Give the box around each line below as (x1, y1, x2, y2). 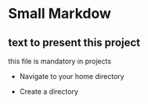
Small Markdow (8, 5, 111, 23)
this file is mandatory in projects (8, 56, 112, 66)
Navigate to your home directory (19, 72, 125, 81)
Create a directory (19, 87, 78, 96)
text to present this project (8, 36, 141, 49)
